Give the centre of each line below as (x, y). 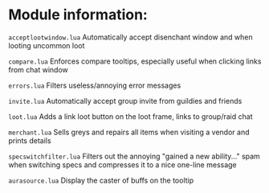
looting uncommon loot (47, 45)
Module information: (78, 15)
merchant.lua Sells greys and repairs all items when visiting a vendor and (129, 132)
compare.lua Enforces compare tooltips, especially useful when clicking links (135, 61)
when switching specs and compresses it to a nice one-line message (122, 164)
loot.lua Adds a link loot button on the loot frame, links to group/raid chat (130, 116)
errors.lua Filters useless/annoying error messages (95, 85)
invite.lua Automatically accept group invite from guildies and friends (125, 101)
